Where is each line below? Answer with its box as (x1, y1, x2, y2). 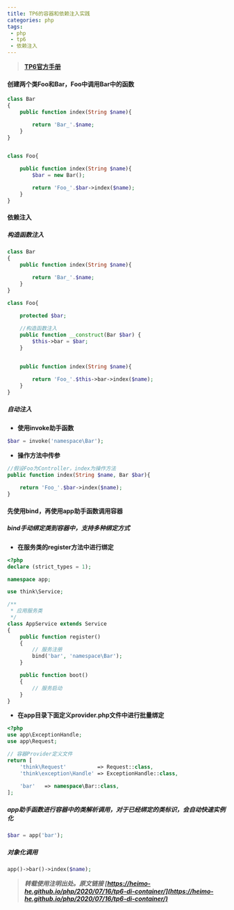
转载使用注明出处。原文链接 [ (24, 879, 108, 888)
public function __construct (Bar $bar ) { (19, 331, 141, 338)
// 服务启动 (32, 684, 62, 691)
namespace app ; (7, 576, 51, 583)
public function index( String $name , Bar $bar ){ (7, 471, 151, 478)
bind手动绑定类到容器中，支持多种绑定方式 (7, 524, 131, 533)
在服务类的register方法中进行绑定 (17, 542, 115, 551)
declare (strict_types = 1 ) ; (7, 563, 92, 570)
